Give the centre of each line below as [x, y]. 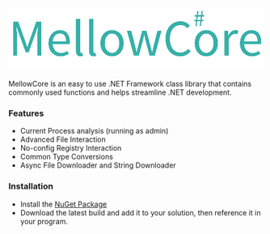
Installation [31, 186]
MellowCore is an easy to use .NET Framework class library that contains [130, 84]
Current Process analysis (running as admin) [94, 131]
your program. [44, 221]
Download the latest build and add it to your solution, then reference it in [140, 212]
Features [26, 113]
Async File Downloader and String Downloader [98, 165]
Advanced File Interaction [63, 139]
